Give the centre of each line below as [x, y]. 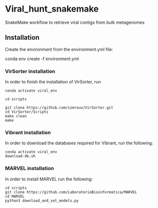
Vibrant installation [28, 132]
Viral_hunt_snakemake [52, 9]
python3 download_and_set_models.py [42, 200]
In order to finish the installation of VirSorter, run [53, 82]
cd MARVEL [15, 196]
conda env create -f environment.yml [42, 59]
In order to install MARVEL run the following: [49, 179]
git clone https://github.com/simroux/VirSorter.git [59, 108]
